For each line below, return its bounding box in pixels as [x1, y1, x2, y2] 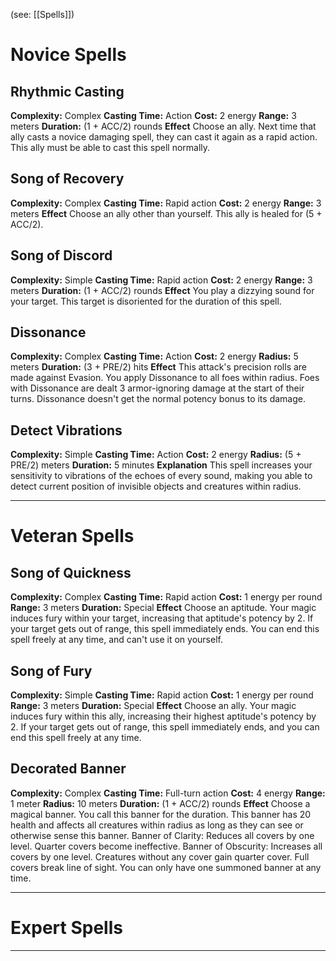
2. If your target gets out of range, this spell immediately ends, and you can [10, 721, 320, 733]
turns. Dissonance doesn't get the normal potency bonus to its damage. [10, 393, 306, 405]
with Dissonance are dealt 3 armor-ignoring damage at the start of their [10, 382, 305, 394]
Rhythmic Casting [10, 83, 125, 100]
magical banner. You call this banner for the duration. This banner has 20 [10, 808, 312, 820]
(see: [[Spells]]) [10, 9, 75, 20]
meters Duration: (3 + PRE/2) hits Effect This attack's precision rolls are [10, 361, 308, 373]
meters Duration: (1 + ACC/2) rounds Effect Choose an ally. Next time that [10, 120, 317, 132]
